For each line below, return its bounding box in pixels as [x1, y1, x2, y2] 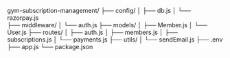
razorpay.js [7, 14, 39, 22]
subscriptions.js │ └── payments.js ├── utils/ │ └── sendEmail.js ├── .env [7, 35, 223, 44]
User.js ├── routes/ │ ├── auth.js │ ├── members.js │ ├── [7, 28, 179, 36]
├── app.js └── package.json [7, 43, 93, 50]
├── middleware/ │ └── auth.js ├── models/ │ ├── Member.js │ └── [7, 21, 208, 29]
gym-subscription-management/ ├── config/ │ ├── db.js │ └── [7, 7, 191, 14]
